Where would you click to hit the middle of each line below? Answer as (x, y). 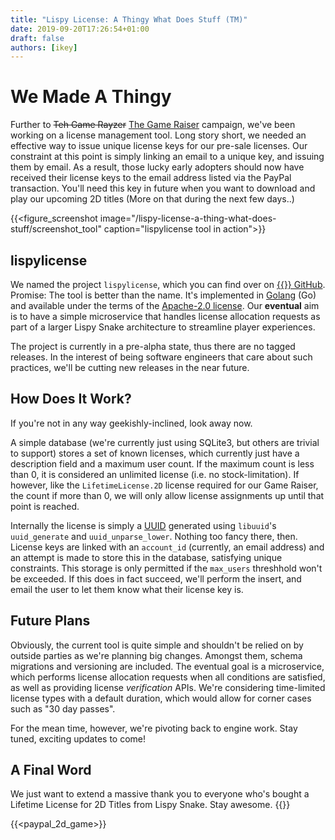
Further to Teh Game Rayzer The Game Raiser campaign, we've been (153, 125)
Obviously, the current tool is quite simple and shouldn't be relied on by (157, 645)
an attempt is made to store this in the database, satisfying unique (146, 557)
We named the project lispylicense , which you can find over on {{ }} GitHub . (168, 284)
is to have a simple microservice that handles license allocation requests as (165, 316)
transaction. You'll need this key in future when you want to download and (163, 188)
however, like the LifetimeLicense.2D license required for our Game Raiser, (164, 485)
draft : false (37, 38)
